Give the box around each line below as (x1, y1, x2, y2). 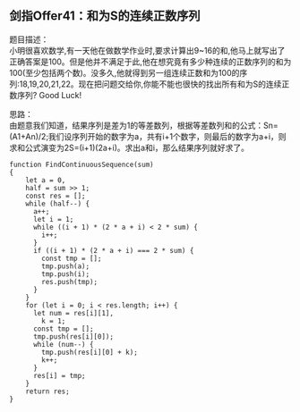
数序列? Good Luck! (9, 89, 82, 100)
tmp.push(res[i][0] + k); (41, 348, 139, 357)
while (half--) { (25, 199, 90, 208)
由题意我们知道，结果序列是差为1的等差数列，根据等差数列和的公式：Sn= (9, 120, 279, 130)
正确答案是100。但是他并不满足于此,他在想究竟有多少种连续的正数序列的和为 (9, 56, 292, 67)
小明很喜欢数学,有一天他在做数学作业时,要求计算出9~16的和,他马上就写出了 (9, 45, 286, 55)
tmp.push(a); (41, 262, 90, 271)
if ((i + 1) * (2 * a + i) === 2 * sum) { (32, 246, 194, 255)
